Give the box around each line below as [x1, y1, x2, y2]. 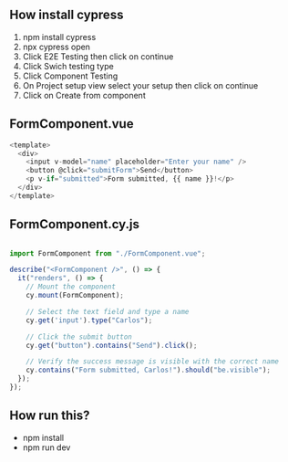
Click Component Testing [22, 70, 118, 81]
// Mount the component [26, 282, 117, 291]
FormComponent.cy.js [9, 216, 139, 232]
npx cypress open [22, 41, 91, 52]
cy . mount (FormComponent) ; [26, 291, 125, 300]
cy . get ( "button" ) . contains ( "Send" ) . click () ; [26, 341, 198, 350]
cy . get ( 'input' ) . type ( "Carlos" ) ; [26, 315, 153, 325]
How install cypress [9, 7, 124, 23]
